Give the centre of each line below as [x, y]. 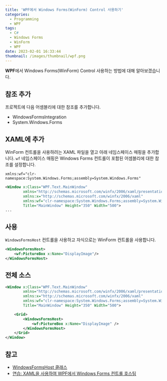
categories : [17, 14]
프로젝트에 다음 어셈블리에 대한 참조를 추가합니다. [53, 107]
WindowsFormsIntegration [40, 117]
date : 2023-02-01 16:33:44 [33, 51]
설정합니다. [25, 164]
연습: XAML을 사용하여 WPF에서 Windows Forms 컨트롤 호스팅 [74, 373]
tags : [11, 28]
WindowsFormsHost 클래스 [40, 367]
